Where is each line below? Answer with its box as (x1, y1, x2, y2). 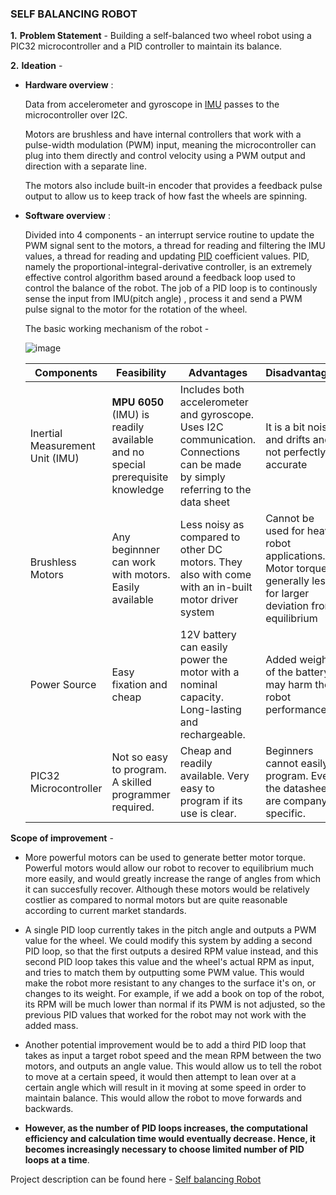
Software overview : (24, 210, 111, 222)
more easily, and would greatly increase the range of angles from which (24, 873, 321, 885)
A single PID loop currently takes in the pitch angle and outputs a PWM (24, 924, 317, 936)
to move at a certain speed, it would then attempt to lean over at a (24, 1071, 297, 1083)
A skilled (111, 775, 152, 789)
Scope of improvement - (10, 832, 114, 844)
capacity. (179, 690, 224, 704)
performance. (265, 703, 330, 717)
